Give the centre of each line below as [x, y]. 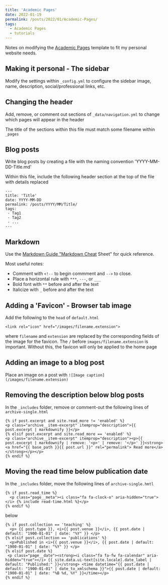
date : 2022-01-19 [23, 15]
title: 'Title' [21, 196]
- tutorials [22, 33]
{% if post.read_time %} [31, 493]
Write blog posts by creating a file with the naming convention [69, 162]
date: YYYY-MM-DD [23, 200]
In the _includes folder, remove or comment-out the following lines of [77, 407]
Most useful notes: [25, 264]
